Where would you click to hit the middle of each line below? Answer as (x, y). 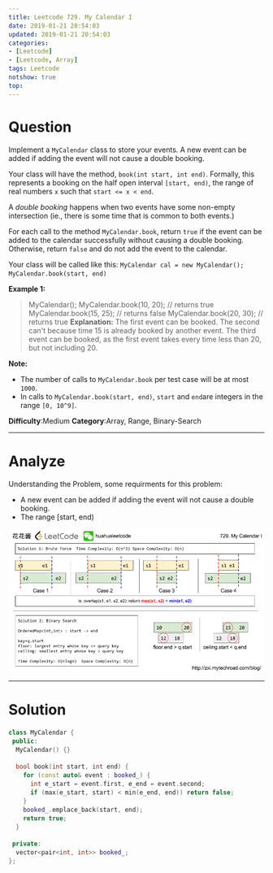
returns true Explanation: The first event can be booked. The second (144, 322)
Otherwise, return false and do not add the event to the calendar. (118, 249)
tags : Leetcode (34, 69)
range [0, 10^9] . (48, 405)
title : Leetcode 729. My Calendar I (70, 17)
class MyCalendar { (41, 732)
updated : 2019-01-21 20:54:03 (60, 34)
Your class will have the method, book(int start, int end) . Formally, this (131, 174)
